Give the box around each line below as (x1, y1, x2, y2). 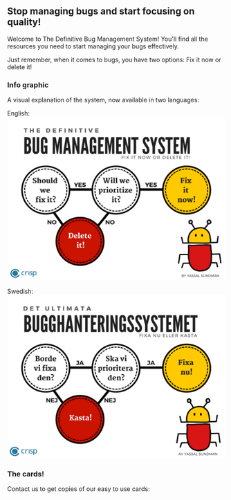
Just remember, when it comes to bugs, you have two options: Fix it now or (7, 55, 221, 64)
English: (7, 109, 30, 118)
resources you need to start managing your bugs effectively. (7, 41, 180, 50)
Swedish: (7, 287, 34, 296)
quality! (7, 17, 41, 28)
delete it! (7, 62, 33, 71)
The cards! (7, 470, 45, 479)
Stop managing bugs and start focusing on (7, 6, 195, 17)
